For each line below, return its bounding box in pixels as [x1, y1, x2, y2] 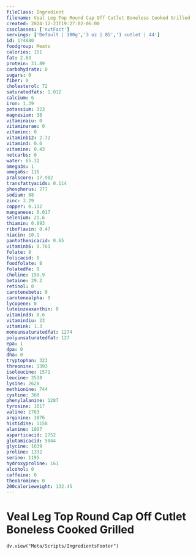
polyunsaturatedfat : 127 [6, 334, 70, 341]
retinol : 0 [6, 283, 34, 289]
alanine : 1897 [6, 426, 43, 432]
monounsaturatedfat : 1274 [6, 329, 72, 335]
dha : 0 [6, 352, 23, 358]
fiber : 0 [6, 77, 29, 84]
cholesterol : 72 [6, 84, 48, 90]
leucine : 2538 [6, 374, 43, 381]
